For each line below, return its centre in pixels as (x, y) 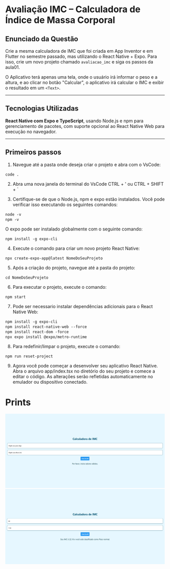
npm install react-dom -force (37, 332)
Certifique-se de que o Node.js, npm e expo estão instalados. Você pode (89, 199)
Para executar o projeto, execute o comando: (59, 287)
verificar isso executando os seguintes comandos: (65, 205)
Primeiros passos (33, 153)
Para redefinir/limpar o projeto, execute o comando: (66, 346)
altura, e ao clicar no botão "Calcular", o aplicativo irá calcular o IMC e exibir (85, 82)
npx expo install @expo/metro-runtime (46, 337)
